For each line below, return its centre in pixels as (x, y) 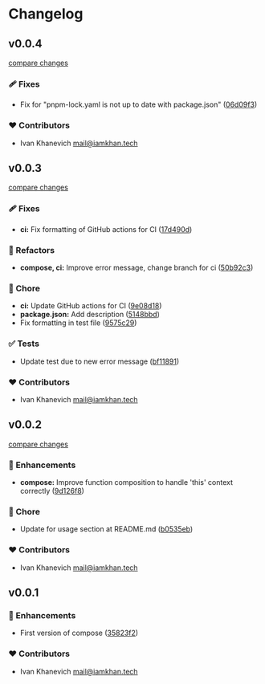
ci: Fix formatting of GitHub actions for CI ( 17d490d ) (106, 229)
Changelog (46, 14)
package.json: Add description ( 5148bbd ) (90, 315)
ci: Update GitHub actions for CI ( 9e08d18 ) (91, 306)
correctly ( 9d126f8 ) (52, 491)
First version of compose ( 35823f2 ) (79, 633)
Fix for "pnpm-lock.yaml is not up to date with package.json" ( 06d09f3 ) (139, 104)
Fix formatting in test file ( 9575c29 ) (78, 323)
